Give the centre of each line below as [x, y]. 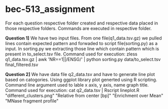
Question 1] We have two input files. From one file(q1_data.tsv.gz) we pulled [83, 38]
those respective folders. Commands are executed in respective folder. [78, 28]
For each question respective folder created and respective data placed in [82, 23]
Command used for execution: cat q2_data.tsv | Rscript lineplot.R [72, 90]
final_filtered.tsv [22, 64]
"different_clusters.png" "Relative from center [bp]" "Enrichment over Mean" [84, 95]
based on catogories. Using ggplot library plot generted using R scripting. [81, 79]
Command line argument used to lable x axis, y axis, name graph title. [77, 85]
